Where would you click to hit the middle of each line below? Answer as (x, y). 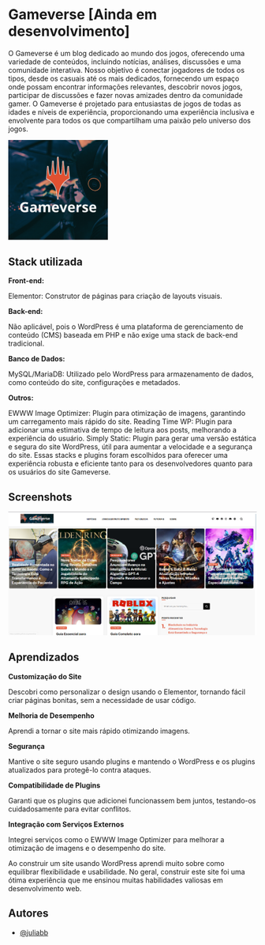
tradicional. (26, 344)
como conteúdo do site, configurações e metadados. (94, 383)
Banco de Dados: (37, 359)
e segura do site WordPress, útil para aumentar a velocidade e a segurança (131, 447)
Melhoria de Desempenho (51, 715)
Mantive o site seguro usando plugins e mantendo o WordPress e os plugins (132, 762)
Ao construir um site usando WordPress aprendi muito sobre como (116, 863)
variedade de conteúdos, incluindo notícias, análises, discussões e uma (125, 62)
